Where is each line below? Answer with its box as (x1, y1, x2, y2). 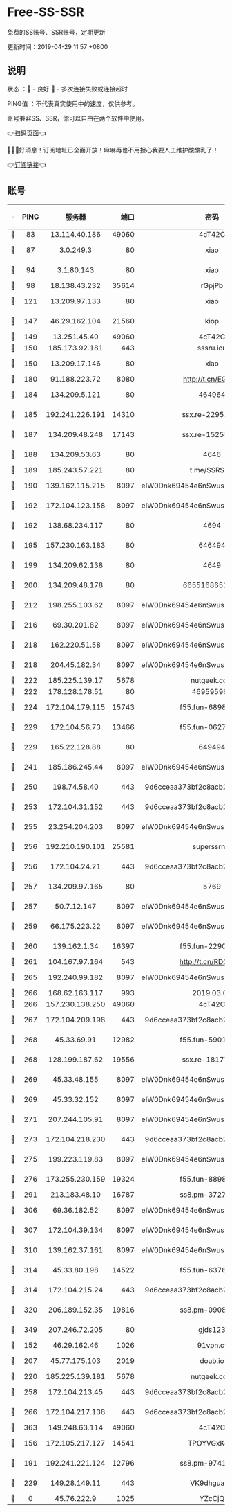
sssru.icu (197, 343, 227, 353)
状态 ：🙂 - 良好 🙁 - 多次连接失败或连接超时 (7, 85, 128, 93)
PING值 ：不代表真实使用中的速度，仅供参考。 (7, 99, 139, 107)
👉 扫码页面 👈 (7, 129, 47, 137)
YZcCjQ (199, 1493, 225, 1503)
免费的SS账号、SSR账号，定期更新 (7, 28, 106, 36)
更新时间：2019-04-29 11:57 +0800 (7, 42, 108, 51)
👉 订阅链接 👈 (7, 160, 47, 168)
